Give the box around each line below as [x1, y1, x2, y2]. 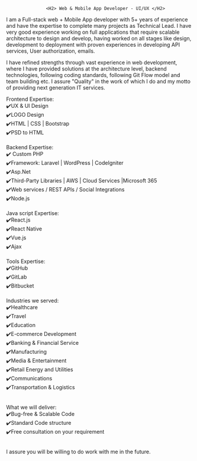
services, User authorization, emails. [6, 47, 95, 55]
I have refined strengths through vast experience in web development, [6, 59, 177, 66]
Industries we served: [6, 297, 59, 304]
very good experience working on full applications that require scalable [6, 28, 180, 36]
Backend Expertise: [6, 144, 54, 151]
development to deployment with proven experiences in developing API [6, 41, 180, 48]
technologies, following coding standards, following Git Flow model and [6, 72, 180, 78]
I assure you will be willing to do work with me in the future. [6, 448, 151, 455]
